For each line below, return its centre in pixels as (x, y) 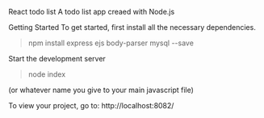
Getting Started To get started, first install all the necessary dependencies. (132, 27)
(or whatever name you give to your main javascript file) (101, 90)
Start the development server (57, 59)
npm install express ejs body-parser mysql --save (111, 43)
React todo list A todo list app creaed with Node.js (92, 12)
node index (47, 74)
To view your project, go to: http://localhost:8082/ (91, 105)
